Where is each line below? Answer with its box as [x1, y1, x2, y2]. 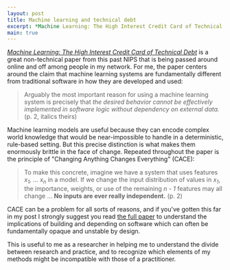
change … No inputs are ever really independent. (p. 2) [23, 192, 183, 200]
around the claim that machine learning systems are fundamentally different [7, 70, 222, 78]
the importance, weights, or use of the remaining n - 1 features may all [23, 185, 223, 193]
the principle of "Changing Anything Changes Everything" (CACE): [7, 155, 195, 164]
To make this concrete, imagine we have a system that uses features [23, 168, 218, 177]
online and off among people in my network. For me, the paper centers [7, 63, 207, 71]
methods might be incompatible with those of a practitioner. [7, 255, 176, 263]
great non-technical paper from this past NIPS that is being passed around [7, 56, 218, 64]
